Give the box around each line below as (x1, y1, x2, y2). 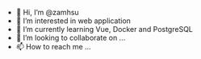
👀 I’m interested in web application (15, 16, 132, 26)
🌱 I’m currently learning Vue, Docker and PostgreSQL (15, 25, 194, 33)
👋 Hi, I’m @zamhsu (15, 8, 79, 17)
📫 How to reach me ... (15, 42, 91, 51)
